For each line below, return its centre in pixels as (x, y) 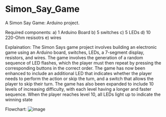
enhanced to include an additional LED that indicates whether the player (79, 73)
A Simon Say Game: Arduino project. (42, 23)
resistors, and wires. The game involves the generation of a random (74, 57)
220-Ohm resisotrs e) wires (33, 38)
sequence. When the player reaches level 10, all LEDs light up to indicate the (83, 94)
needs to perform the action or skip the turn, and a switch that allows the (80, 78)
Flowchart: (16, 109)
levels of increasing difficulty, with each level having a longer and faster (78, 89)
